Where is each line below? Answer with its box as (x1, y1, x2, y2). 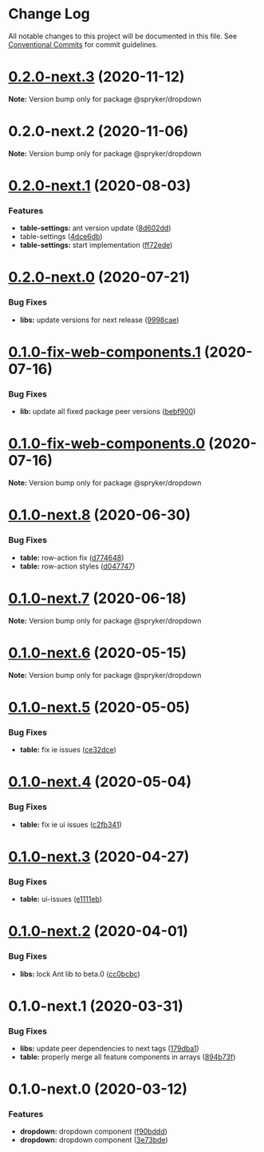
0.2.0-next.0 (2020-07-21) (8, 269, 191, 286)
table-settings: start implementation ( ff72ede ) (19, 241, 173, 250)
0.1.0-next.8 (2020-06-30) (8, 506, 191, 524)
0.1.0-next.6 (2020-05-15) (8, 644, 187, 662)
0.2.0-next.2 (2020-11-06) (8, 122, 189, 141)
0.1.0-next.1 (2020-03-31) (8, 997, 183, 1015)
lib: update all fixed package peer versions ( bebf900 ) (19, 407, 196, 417)
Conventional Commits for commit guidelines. (8, 39, 158, 49)
